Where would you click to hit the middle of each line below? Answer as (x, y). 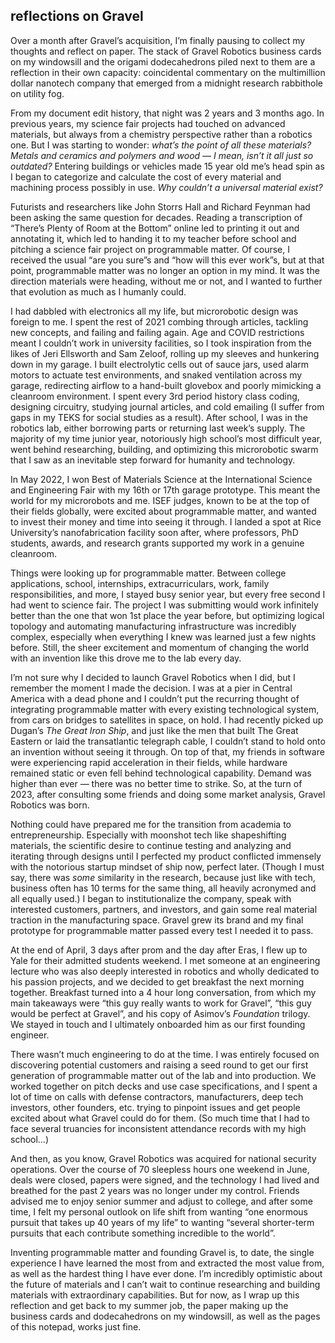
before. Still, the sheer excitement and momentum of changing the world (160, 647)
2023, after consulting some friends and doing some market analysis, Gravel (168, 794)
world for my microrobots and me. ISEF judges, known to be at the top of (160, 500)
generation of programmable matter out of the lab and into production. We (163, 1075)
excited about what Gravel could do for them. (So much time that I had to (160, 1118)
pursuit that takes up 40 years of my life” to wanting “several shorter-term (162, 1222)
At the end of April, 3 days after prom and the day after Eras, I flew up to (159, 950)
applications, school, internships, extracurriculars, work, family (140, 583)
